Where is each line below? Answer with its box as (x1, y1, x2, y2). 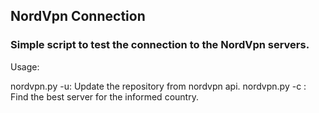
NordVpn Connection (10, 8, 146, 25)
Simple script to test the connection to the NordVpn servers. (10, 38, 310, 52)
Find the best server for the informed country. (10, 90, 199, 103)
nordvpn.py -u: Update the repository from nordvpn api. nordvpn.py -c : (10, 80, 307, 92)
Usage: (10, 60, 40, 73)
